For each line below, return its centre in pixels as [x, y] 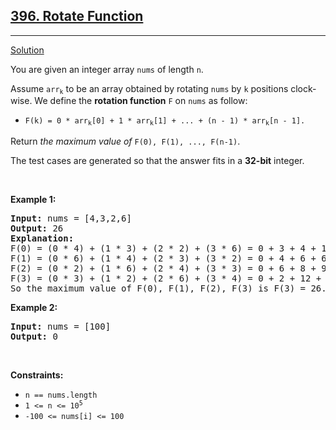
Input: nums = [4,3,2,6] [71, 218]
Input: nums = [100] [61, 326]
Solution [27, 50]
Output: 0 [34, 336]
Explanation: [42, 238]
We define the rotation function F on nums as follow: [141, 101]
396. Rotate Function [77, 16]
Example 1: [33, 199]
